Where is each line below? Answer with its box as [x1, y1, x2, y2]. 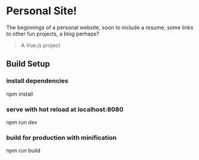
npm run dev [6, 118, 38, 126]
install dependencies [6, 77, 69, 85]
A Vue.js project [20, 42, 61, 49]
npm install [6, 90, 33, 98]
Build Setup [6, 59, 50, 69]
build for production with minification [6, 133, 117, 142]
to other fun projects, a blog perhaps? [6, 30, 100, 37]
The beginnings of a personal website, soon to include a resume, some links [6, 24, 194, 31]
